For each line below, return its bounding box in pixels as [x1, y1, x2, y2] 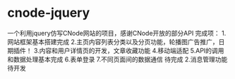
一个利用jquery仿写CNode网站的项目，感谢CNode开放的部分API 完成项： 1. [7, 29, 227, 37]
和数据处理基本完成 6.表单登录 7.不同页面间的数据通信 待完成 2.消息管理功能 [7, 55, 228, 64]
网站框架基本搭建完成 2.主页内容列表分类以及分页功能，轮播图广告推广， [7, 37, 219, 46]
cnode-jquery [7, 5, 90, 21]
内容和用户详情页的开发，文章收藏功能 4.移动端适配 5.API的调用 [39, 46, 224, 55]
